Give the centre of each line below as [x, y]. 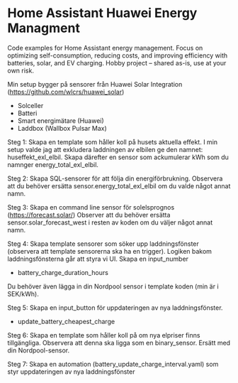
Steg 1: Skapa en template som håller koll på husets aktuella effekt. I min [113, 142]
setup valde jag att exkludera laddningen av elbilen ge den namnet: [105, 149]
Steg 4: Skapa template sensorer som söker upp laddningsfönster [103, 244]
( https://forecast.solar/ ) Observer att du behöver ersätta [89, 215]
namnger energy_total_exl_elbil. [53, 164]
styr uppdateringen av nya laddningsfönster [71, 372]
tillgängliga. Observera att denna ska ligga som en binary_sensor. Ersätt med [119, 342]
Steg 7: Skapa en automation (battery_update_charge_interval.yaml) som [113, 364]
